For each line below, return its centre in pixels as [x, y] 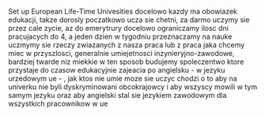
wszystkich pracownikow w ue [58, 103]
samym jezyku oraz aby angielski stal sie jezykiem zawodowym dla [117, 95]
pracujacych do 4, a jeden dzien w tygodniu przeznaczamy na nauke [120, 36]
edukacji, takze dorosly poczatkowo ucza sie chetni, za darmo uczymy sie [129, 20]
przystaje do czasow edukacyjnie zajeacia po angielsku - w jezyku [117, 70]
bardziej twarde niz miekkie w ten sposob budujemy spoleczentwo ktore [126, 62]
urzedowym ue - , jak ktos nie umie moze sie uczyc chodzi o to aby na [123, 79]
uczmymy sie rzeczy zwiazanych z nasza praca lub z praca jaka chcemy [127, 45]
